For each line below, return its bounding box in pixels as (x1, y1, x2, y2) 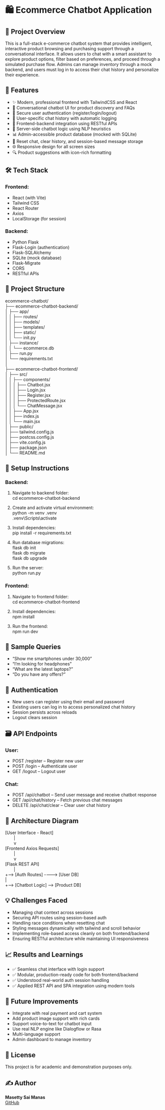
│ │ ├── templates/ (5, 324, 45, 330)
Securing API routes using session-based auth (12, 914, 107, 920)
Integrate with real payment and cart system (12, 1010, 102, 1016)
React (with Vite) (12, 195, 46, 201)
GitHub (5, 1100, 20, 1106)
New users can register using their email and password (12, 699, 125, 705)
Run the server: (12, 565, 44, 571)
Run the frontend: (12, 623, 48, 629)
